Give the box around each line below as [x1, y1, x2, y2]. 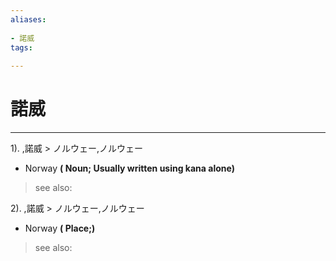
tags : [10, 42, 33, 53]
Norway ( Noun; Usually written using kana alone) [24, 162, 235, 175]
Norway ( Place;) [24, 222, 96, 235]
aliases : [10, 14, 47, 25]
